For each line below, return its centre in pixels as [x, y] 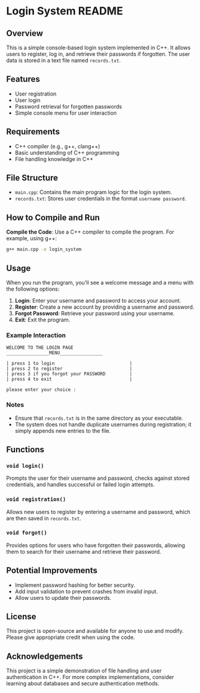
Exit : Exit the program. [43, 319]
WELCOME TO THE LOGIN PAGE [40, 348]
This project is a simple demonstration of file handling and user [84, 671]
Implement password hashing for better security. [75, 585]
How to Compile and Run [53, 217]
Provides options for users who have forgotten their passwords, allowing [96, 545]
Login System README [65, 11]
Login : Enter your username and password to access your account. [98, 300]
